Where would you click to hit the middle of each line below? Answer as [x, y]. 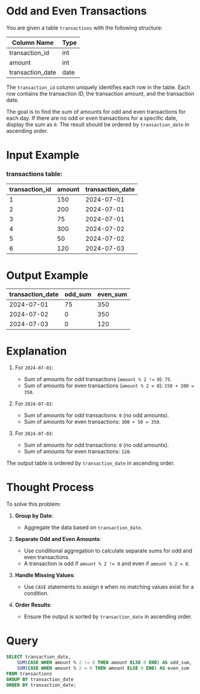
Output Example [47, 275]
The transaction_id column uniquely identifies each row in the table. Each [98, 87]
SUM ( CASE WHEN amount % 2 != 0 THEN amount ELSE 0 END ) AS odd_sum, [105, 663]
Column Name [33, 42]
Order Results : [33, 605]
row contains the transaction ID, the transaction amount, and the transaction [100, 93]
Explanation [37, 351]
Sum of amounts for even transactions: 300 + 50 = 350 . [92, 422]
